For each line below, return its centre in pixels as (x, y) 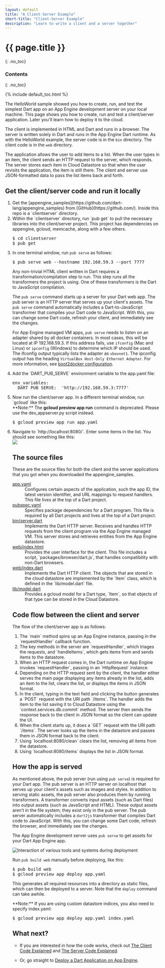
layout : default (22, 10)
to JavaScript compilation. (39, 287)
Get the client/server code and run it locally (73, 191)
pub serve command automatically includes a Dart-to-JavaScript (77, 307)
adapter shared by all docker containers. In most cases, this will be (80, 338)
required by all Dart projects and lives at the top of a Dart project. (90, 516)
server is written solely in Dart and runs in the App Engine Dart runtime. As (80, 135)
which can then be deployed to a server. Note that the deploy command (84, 889)
